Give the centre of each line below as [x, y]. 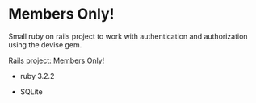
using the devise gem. [45, 44]
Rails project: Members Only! [57, 60]
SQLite [31, 91]
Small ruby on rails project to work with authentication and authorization [128, 36]
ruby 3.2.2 [37, 76]
